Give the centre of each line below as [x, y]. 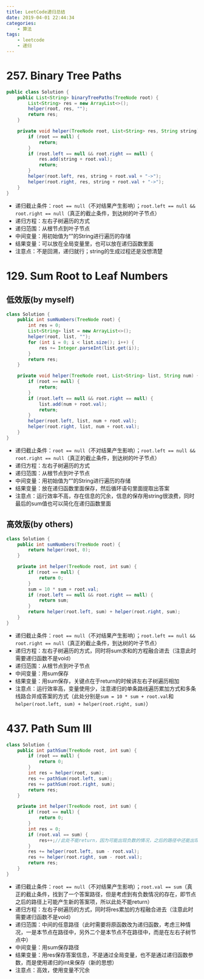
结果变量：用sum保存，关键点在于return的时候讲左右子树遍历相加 [97, 681]
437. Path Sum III [49, 728]
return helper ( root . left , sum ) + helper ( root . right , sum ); [104, 612]
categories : [21, 23]
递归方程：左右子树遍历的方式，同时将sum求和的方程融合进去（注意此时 [105, 651]
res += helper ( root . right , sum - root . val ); [85, 857]
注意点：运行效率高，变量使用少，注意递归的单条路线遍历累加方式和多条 [105, 688]
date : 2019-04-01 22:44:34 [40, 18]
